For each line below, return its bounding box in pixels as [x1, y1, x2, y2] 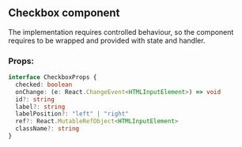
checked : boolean [15, 81, 73, 89]
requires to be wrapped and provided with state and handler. [8, 36, 206, 45]
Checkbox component [8, 6, 120, 20]
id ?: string [15, 95, 55, 104]
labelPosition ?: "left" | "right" [15, 110, 129, 118]
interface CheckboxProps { [8, 73, 97, 81]
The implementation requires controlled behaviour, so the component [8, 27, 234, 36]
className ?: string [15, 125, 80, 133]
